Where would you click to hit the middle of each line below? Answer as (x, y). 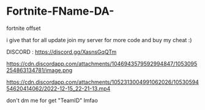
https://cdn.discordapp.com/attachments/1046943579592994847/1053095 (102, 64)
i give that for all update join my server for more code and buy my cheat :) (99, 40)
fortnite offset (24, 28)
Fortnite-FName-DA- (60, 11)
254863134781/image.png (39, 70)
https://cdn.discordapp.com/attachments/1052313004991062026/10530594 (102, 82)
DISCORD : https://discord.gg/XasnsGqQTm (61, 52)
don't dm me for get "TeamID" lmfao (52, 100)
